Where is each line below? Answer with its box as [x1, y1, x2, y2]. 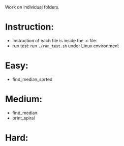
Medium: [5, 93, 43, 105]
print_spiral [12, 115, 35, 121]
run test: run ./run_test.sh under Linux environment [12, 43, 119, 49]
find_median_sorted [12, 76, 53, 82]
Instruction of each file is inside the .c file [12, 37, 96, 43]
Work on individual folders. [5, 4, 60, 10]
